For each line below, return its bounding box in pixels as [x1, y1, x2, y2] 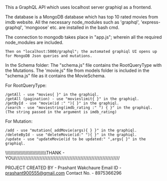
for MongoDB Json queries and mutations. [5, 53, 93, 58]
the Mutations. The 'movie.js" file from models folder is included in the [5, 67, 150, 73]
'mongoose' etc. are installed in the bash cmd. [24, 24, 120, 30]
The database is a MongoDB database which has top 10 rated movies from [5, 14, 159, 19]
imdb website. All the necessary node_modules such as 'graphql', [5, 19, 140, 25]
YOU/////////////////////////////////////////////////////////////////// [5, 155, 120, 161]
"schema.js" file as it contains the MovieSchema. [5, 73, 106, 79]
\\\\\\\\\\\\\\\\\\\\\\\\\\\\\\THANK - [5, 150, 65, 156]
